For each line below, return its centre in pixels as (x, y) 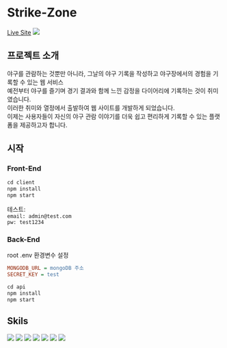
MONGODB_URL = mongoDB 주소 (45, 269)
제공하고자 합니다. (43, 125)
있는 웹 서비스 (45, 82)
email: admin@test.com (39, 216)
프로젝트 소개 (33, 56)
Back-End (24, 239)
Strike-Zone (42, 13)
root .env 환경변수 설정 (38, 256)
